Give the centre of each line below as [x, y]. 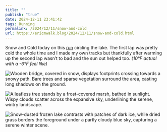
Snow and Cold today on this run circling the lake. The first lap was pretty [81, 48]
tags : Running [20, 24]
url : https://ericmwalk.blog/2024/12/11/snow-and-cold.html [70, 33]
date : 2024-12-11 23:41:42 [34, 19]
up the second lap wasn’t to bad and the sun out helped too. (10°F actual [81, 58]
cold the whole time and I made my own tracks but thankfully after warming [84, 53]
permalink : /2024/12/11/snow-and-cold [46, 29]
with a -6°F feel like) [26, 64]
